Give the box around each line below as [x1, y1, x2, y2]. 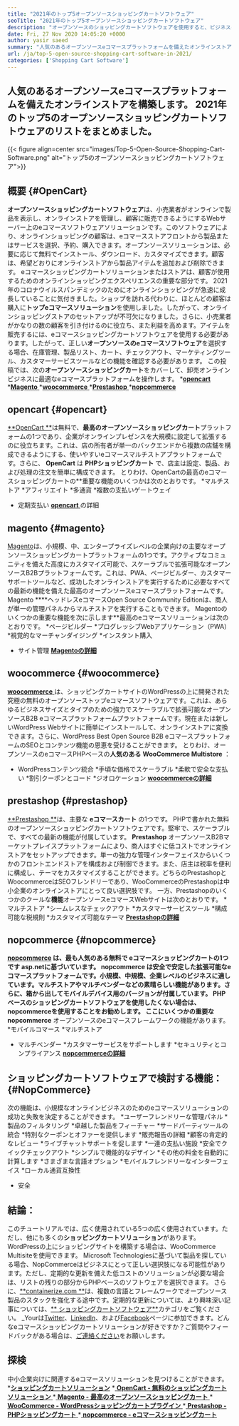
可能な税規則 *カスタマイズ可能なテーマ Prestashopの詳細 [7, 913, 180, 921]
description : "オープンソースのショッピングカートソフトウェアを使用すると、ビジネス [7, 24, 231, 31]
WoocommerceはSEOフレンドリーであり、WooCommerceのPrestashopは [7, 877, 224, 886]
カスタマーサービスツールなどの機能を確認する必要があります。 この [19, 357, 221, 365]
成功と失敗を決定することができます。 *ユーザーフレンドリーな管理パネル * [7, 1113, 228, 1121]
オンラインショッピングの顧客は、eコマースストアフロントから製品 [19, 232, 216, 241]
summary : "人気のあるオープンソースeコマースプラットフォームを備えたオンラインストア [7, 44, 233, 51]
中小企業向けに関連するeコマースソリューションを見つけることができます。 [7, 1375, 228, 1383]
